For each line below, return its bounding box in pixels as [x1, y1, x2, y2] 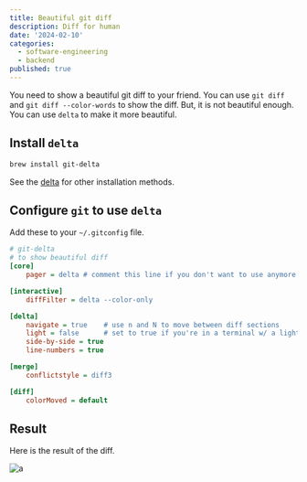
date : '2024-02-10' [9, 30, 84, 39]
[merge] [9, 362, 39, 371]
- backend [17, 56, 55, 65]
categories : [9, 38, 55, 48]
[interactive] [9, 286, 64, 295]
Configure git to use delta [9, 202, 163, 218]
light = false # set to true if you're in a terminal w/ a [26, 328, 276, 338]
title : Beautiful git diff [9, 13, 112, 23]
